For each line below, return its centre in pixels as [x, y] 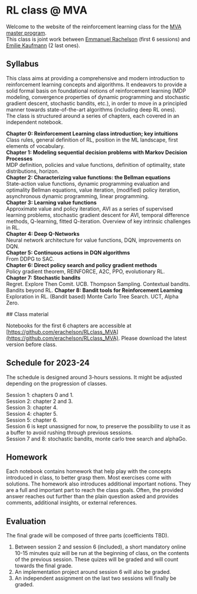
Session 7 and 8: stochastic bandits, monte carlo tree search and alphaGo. [97, 439]
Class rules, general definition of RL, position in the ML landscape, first [92, 140]
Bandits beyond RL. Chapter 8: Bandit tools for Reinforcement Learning [94, 290]
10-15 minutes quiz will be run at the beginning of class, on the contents [102, 553]
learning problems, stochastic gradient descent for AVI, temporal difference [98, 215]
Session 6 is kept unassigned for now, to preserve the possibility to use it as [98, 426]
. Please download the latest [152, 338]
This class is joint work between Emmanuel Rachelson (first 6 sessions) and [98, 39]
